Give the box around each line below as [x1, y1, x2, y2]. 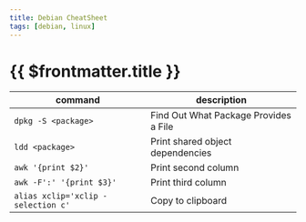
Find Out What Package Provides [149, 109, 291, 122]
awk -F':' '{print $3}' [14, 177, 117, 187]
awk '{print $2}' [14, 163, 89, 173]
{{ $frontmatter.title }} [9, 61, 181, 82]
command [55, 94, 100, 106]
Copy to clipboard [149, 195, 228, 207]
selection [14, 200, 56, 210]
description [195, 94, 248, 106]
